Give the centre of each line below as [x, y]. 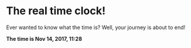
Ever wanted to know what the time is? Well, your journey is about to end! [96, 27]
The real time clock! [56, 11]
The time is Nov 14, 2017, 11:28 [44, 39]
